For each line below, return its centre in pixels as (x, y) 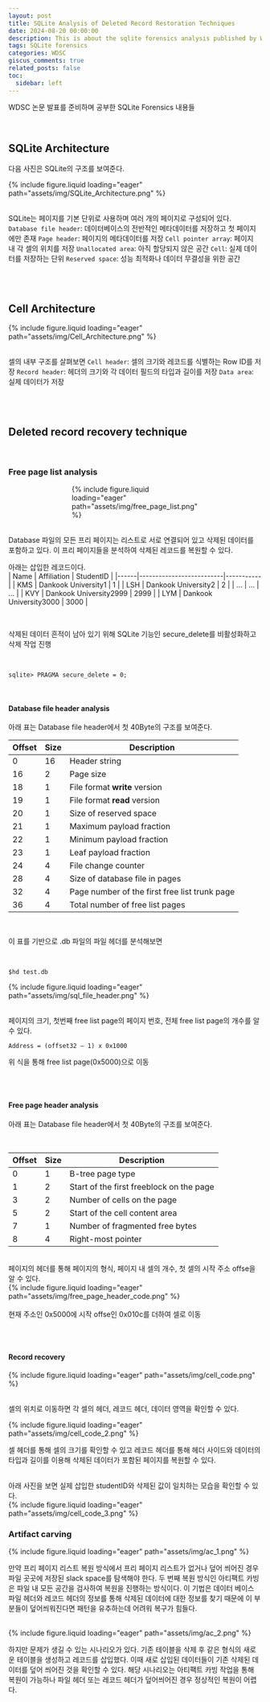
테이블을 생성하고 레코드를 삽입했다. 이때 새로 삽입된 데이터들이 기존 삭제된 (133, 1660)
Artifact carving (40, 1534)
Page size (88, 775)
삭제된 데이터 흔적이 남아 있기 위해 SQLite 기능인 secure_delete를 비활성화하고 (133, 634)
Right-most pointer (106, 1239)
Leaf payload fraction (110, 853)
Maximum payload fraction (120, 827)
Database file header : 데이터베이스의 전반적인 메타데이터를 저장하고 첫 (122, 228)
